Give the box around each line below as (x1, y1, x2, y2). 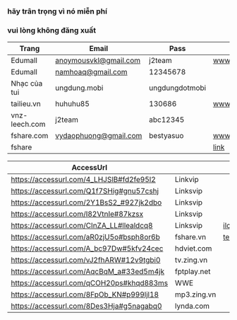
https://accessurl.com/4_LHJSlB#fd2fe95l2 (11, 175, 157, 185)
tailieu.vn (11, 99, 41, 109)
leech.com (11, 120, 46, 130)
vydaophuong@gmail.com (55, 131, 142, 141)
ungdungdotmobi (149, 83, 207, 93)
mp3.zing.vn (175, 290, 217, 299)
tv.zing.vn (175, 255, 208, 265)
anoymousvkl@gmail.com (55, 56, 141, 66)
